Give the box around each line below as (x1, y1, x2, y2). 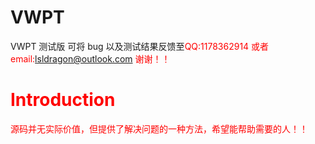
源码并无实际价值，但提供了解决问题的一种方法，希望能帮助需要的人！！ (10, 122, 308, 135)
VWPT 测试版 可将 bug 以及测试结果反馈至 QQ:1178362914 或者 (10, 40, 270, 52)
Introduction (10, 89, 116, 111)
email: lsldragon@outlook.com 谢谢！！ (10, 52, 171, 65)
